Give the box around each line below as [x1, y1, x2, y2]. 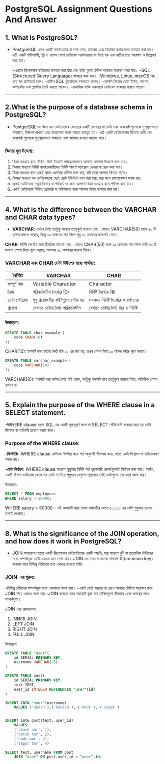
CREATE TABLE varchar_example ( [5, 358, 71, 363]
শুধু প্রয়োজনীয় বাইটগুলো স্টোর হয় [32, 296, 84, 303]
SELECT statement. [5, 409, 66, 417]
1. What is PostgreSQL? [5, 33, 78, 42]
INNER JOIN [12, 616, 37, 622]
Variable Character [32, 281, 76, 287]
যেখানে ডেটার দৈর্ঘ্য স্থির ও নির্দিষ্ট [89, 305, 138, 311]
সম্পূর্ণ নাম [7, 281, 24, 287]
